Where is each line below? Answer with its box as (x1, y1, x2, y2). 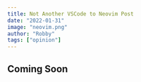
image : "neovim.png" (7, 23, 68, 30)
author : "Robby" (7, 30, 55, 37)
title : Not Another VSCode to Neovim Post (7, 10, 134, 18)
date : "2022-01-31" (7, 17, 65, 24)
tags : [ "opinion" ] (7, 37, 61, 44)
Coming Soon (7, 63, 68, 75)
